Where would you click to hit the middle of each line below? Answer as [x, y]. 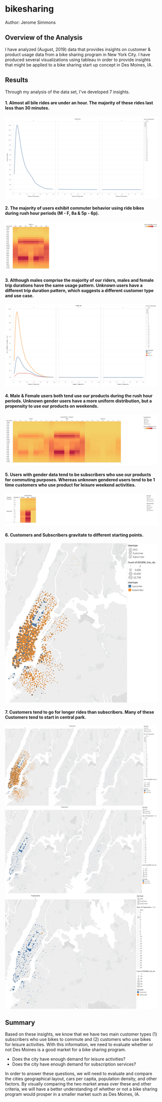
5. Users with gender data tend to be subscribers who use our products [78, 475]
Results [17, 80]
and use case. [19, 296]
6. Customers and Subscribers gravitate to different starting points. [74, 535]
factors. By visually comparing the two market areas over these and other [78, 1084]
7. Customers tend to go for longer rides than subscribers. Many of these [80, 712]
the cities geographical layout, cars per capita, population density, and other [81, 1079]
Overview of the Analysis [44, 38]
